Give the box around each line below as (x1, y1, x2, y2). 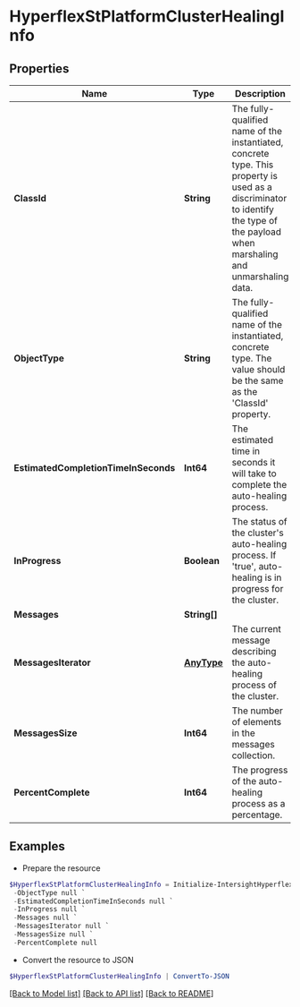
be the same (231, 374, 284, 387)
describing (231, 645, 277, 657)
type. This (231, 158, 274, 171)
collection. (231, 749, 276, 762)
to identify (231, 203, 275, 216)
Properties (9, 61, 70, 76)
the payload (231, 226, 282, 238)
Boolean (183, 555, 221, 567)
